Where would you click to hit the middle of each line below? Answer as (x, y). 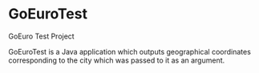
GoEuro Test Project (41, 36)
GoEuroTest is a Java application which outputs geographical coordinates (129, 51)
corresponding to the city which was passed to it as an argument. (117, 60)
